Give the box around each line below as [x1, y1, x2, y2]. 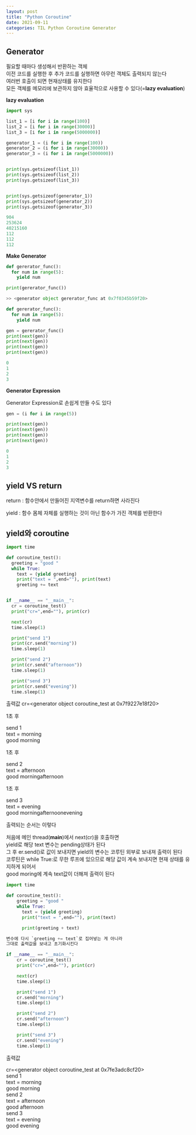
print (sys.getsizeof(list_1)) [6, 166, 80, 173]
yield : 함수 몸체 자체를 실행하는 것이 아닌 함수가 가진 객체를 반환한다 [6, 510, 163, 517]
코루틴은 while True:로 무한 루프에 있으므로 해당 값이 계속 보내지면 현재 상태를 [6, 856, 184, 863]
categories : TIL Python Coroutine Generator [6, 25, 116, 31]
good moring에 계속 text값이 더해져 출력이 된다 [6, 870, 115, 877]
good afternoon [6, 1103, 44, 1110]
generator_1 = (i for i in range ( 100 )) [6, 140, 104, 146]
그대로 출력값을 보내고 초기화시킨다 [6, 941, 78, 947]
